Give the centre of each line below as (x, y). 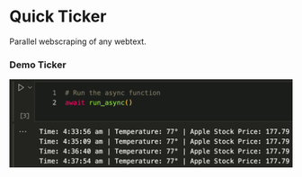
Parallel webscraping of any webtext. (78, 41)
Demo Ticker (38, 65)
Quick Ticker (58, 17)
